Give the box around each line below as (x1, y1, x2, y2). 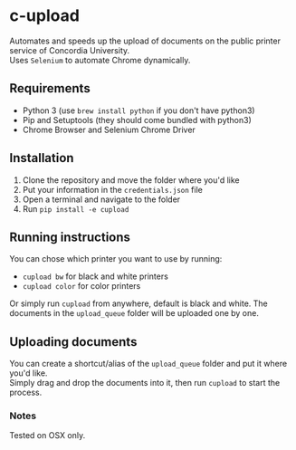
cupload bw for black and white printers (22, 271, 169, 282)
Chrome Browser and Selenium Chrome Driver (22, 124, 196, 135)
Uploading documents (9, 334, 138, 349)
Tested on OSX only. (9, 430, 86, 441)
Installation (9, 150, 74, 166)
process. (9, 387, 43, 398)
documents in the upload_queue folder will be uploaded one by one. (9, 308, 260, 319)
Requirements (9, 81, 91, 96)
